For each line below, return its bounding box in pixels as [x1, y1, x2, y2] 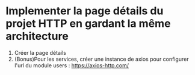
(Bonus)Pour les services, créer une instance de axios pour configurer [14, 55, 189, 62]
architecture [5, 30, 69, 43]
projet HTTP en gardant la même [5, 17, 171, 30]
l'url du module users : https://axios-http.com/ [14, 61, 129, 69]
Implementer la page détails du [5, 4, 164, 18]
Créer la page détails [14, 49, 67, 56]
